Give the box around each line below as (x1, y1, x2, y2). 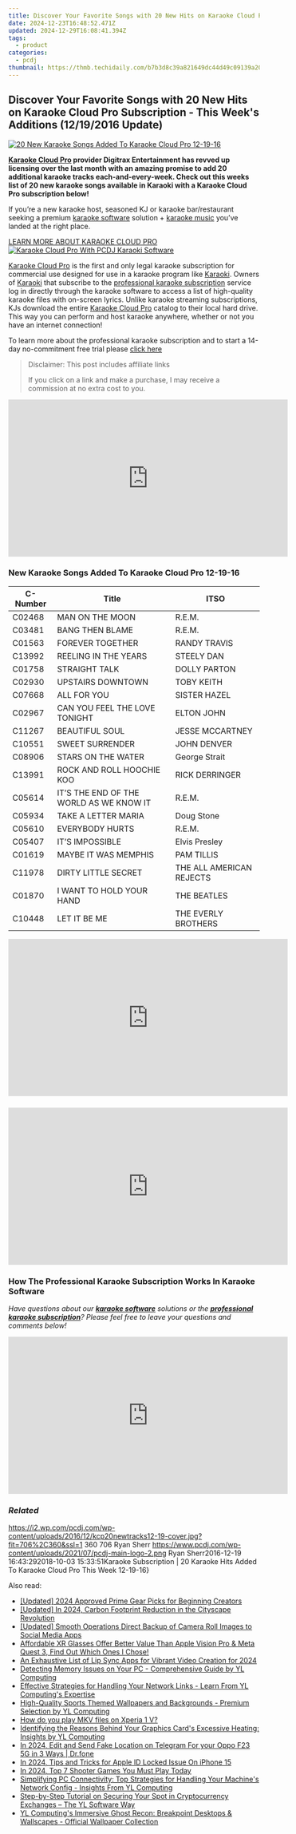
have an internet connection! (8, 320, 103, 330)
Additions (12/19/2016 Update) (8, 118, 164, 132)
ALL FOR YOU (57, 689, 109, 700)
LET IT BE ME (57, 913, 108, 924)
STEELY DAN (175, 650, 225, 661)
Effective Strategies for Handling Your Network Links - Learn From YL (19, 1681, 249, 1691)
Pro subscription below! (8, 188, 89, 198)
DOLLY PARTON (175, 663, 236, 675)
